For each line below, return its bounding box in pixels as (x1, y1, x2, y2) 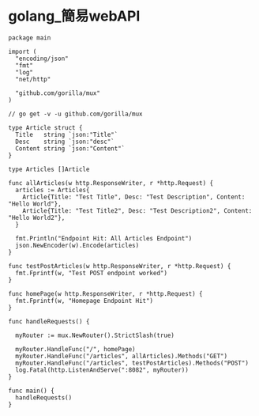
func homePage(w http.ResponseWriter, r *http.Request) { (8, 289, 203, 297)
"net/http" (15, 75, 51, 83)
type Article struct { (8, 123, 83, 131)
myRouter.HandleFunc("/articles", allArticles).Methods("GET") (15, 352, 227, 360)
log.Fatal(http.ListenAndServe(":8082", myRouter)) (15, 365, 190, 374)
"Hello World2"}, (8, 214, 66, 221)
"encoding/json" (15, 55, 69, 62)
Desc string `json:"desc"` (15, 138, 114, 146)
